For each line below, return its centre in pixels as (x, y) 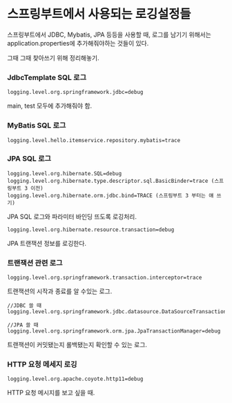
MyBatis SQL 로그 (37, 126)
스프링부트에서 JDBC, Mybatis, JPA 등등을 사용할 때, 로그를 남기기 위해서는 (109, 35)
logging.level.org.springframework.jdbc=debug (75, 92)
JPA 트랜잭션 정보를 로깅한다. (47, 243)
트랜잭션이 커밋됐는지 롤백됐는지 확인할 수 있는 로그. (77, 345)
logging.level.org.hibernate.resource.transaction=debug (91, 229)
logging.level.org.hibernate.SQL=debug (65, 173)
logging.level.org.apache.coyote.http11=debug (75, 379)
